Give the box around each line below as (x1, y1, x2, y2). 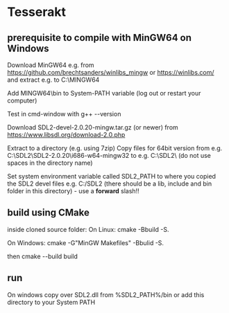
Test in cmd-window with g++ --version (7, 110, 121, 118)
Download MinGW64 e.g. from (7, 61, 95, 69)
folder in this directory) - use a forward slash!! (7, 187, 140, 195)
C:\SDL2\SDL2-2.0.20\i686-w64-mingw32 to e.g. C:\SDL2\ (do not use (7, 152, 212, 159)
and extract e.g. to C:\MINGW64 (7, 75, 100, 84)
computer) (7, 96, 37, 105)
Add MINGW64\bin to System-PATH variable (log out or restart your (7, 89, 201, 97)
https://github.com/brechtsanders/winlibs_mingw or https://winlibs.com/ (7, 69, 214, 76)
